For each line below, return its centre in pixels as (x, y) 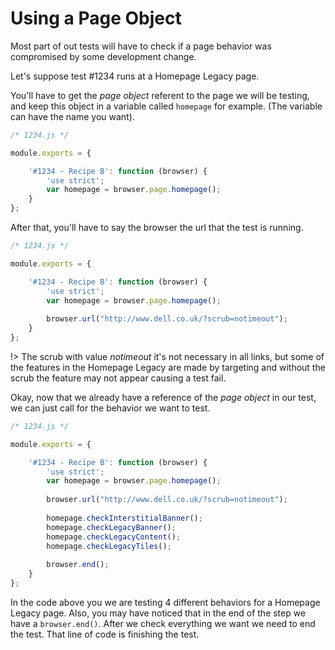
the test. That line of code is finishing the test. (105, 634)
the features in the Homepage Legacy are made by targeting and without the (168, 367)
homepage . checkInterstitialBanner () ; (124, 518)
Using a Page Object (96, 18)
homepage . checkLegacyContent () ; (114, 537)
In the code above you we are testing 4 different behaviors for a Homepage (165, 602)
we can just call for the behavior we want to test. (110, 408)
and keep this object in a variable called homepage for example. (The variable (166, 106)
